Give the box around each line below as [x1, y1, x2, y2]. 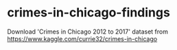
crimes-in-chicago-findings [7, 5, 170, 21]
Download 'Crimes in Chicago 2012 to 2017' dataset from [7, 27, 168, 36]
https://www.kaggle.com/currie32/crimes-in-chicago [7, 34, 158, 42]
